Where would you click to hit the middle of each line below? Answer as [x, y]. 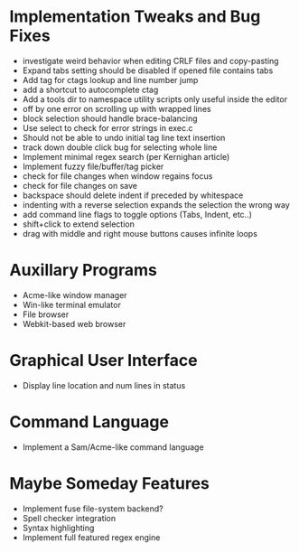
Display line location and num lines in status [104, 385]
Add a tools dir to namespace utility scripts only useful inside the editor [154, 99]
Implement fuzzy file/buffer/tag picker [93, 166]
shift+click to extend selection [79, 224]
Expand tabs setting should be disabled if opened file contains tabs [148, 70]
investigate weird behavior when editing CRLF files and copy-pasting [150, 61]
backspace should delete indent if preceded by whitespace [133, 195]
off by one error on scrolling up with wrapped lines [117, 108]
